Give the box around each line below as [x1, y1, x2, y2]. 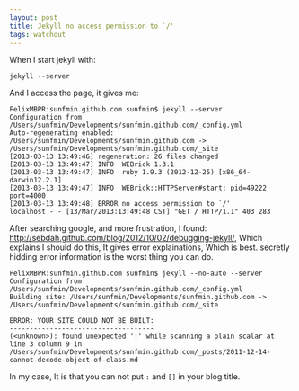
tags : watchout [9, 30, 66, 39]
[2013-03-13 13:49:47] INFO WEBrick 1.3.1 [9, 160, 175, 169]
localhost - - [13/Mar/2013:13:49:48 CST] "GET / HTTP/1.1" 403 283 [9, 208, 271, 217]
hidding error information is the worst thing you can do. [9, 252, 214, 262]
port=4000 [9, 191, 47, 200]
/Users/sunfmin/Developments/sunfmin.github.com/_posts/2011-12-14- [9, 348, 271, 357]
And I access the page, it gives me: [9, 87, 139, 99]
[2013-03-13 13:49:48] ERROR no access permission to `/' [9, 200, 231, 209]
